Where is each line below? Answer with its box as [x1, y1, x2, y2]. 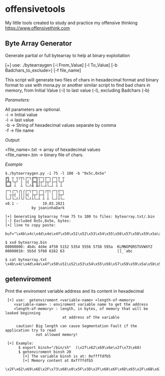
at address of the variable [62, 315, 120, 320]
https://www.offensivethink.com [5, 25, 70, 31]
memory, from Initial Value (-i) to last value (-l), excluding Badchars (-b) [5, 87, 150, 93]
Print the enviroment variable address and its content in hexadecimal [5, 288, 144, 294]
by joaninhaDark [31, 205, 65, 210]
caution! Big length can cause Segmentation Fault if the [16, 323, 137, 329]
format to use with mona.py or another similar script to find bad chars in [5, 82, 151, 88]
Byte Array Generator [5, 39, 72, 48]
